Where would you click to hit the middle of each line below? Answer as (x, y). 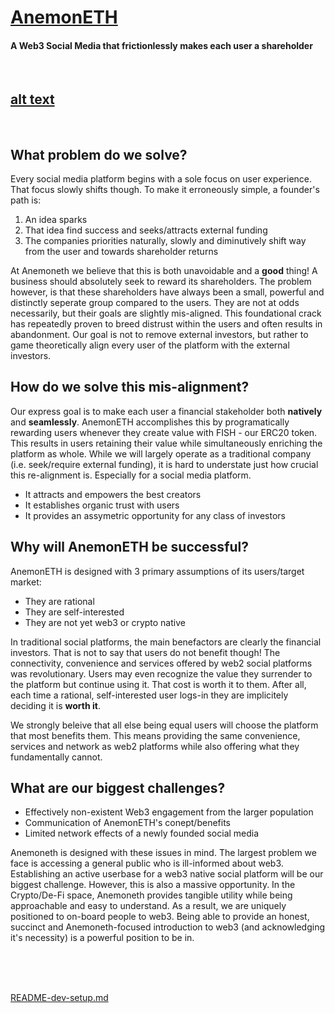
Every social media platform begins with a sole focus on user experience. (161, 179)
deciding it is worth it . (55, 705)
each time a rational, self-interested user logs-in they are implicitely (149, 695)
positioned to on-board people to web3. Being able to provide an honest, (160, 917)
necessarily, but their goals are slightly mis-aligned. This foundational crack (166, 313)
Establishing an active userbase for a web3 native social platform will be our (167, 874)
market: (26, 582)
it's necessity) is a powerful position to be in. (102, 938)
